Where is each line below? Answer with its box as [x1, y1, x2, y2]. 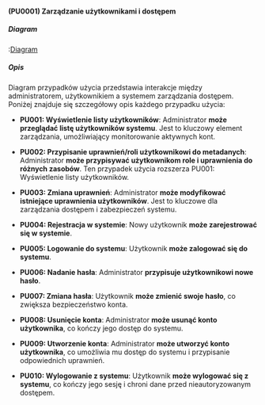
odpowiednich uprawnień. [19, 355, 105, 365]
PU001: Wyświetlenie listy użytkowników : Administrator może [19, 115, 228, 124]
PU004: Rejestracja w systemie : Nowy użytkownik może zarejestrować [19, 220, 257, 229]
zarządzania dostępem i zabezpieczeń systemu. [19, 204, 177, 214]
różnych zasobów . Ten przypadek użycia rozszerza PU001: [19, 163, 215, 174]
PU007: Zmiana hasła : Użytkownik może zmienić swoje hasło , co [19, 291, 236, 300]
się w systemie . [19, 228, 73, 238]
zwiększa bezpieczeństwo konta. [19, 300, 128, 309]
